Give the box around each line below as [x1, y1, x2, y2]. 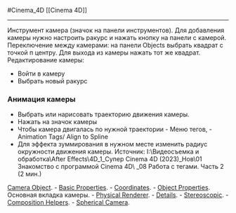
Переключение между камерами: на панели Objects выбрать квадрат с [7, 41, 223, 49]
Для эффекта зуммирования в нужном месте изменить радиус [17, 140, 208, 149]
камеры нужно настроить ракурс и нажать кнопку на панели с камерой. [7, 34, 227, 41]
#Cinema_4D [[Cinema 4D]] [7, 6, 88, 14]
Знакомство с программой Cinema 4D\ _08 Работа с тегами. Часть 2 [17, 163, 225, 171]
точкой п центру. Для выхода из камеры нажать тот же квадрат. [7, 48, 201, 57]
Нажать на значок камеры [17, 118, 98, 126]
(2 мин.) [17, 170, 42, 178]
